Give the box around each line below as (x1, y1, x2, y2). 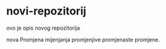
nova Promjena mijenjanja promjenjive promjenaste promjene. (6, 36, 161, 43)
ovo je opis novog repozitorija (6, 24, 81, 31)
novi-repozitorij (6, 4, 87, 18)
